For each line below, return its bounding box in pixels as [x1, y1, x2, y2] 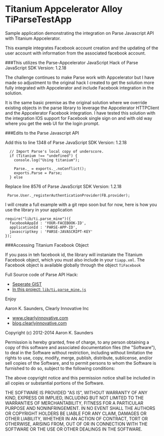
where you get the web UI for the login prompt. [5, 120, 100, 126]
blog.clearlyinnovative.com [12, 320, 67, 326]
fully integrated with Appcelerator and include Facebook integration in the [5, 85, 154, 90]
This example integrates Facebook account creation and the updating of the [5, 45, 158, 51]
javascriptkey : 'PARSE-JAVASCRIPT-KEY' [9, 229, 93, 234]
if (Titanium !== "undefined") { [9, 153, 78, 158]
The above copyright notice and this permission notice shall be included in [5, 375, 155, 380]
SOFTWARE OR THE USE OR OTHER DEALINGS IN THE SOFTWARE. [5, 426, 142, 432]
